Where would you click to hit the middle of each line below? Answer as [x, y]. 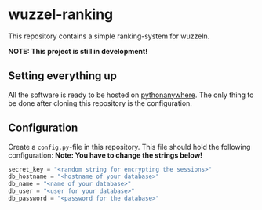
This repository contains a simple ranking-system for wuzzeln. [109, 36]
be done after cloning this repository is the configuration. [100, 103]
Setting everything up [63, 76]
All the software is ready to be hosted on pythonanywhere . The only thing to [131, 95]
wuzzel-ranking [61, 14]
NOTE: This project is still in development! [78, 51]
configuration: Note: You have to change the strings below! [106, 155]
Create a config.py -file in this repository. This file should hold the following [129, 147]
